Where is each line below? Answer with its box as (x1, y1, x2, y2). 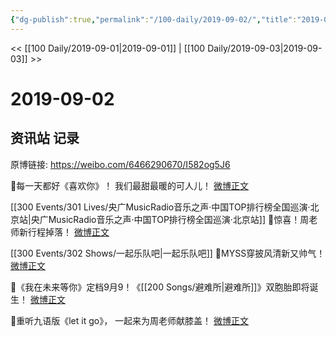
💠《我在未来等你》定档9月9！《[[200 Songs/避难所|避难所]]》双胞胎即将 (10, 281, 310, 293)
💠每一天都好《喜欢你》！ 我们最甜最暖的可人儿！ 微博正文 (10, 179, 250, 191)
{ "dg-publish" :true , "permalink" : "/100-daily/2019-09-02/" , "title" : (10, 14, 298, 25)
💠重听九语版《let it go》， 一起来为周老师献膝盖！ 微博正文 (10, 314, 250, 326)
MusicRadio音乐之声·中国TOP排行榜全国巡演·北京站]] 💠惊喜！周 (48, 213, 310, 225)
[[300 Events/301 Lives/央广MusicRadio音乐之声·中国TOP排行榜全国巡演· (10, 201, 311, 213)
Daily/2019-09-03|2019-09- (207, 42, 323, 54)
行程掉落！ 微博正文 (27, 226, 110, 238)
